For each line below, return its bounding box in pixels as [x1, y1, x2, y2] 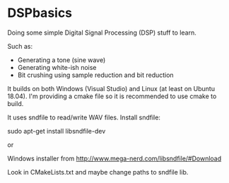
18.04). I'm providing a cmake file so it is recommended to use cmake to [7, 92, 217, 100]
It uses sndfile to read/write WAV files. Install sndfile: [7, 113, 161, 122]
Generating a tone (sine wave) [17, 55, 106, 64]
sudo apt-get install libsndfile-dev [7, 126, 106, 135]
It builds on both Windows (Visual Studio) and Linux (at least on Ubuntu [7, 84, 216, 93]
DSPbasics [7, 5, 73, 21]
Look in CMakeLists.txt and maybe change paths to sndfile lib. [7, 167, 189, 176]
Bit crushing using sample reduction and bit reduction [17, 71, 175, 79]
